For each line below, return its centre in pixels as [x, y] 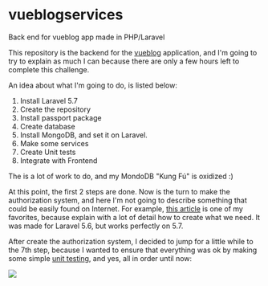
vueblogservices [66, 15]
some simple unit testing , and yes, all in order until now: [100, 258]
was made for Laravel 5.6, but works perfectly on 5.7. [96, 226]
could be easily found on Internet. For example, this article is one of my [126, 208]
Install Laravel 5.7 [49, 100]
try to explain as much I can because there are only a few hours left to [124, 61]
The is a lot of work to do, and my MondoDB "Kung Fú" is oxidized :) [121, 176]
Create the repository [55, 109]
